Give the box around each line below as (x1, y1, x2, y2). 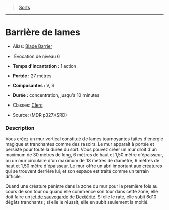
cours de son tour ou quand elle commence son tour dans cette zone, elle (5, 189, 158, 195)
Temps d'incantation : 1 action (12, 63, 77, 69)
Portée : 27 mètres (12, 73, 52, 79)
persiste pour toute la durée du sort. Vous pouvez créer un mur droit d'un (5, 146, 157, 153)
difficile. (5, 174, 22, 180)
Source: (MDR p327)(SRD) (12, 112, 67, 118)
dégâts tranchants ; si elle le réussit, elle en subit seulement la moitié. (5, 199, 149, 205)
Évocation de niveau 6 (14, 53, 60, 59)
